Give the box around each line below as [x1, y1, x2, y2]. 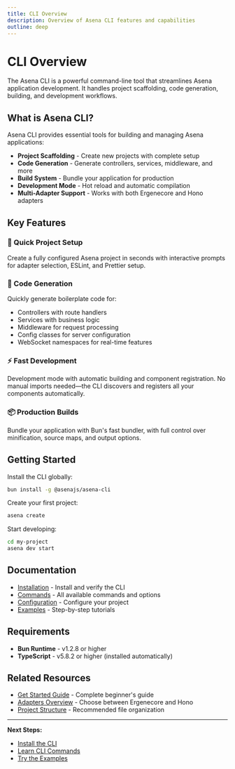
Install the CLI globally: [7, 472, 73, 481]
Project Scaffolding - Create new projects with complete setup [17, 152, 200, 160]
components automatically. [7, 389, 85, 398]
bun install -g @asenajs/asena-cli [7, 486, 111, 493]
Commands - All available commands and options [17, 590, 161, 599]
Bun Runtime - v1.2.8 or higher [17, 644, 107, 653]
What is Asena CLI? [7, 112, 94, 123]
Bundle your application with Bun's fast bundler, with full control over [7, 426, 206, 434]
